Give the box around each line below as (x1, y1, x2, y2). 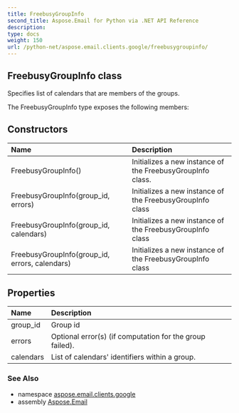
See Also (7, 374, 39, 384)
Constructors (7, 123, 68, 136)
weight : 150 (7, 37, 43, 44)
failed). (51, 340, 75, 350)
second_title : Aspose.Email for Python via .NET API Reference (7, 17, 199, 24)
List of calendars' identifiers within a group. (51, 352, 196, 362)
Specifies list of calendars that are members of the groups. (7, 88, 180, 97)
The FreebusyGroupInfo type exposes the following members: (7, 103, 190, 111)
